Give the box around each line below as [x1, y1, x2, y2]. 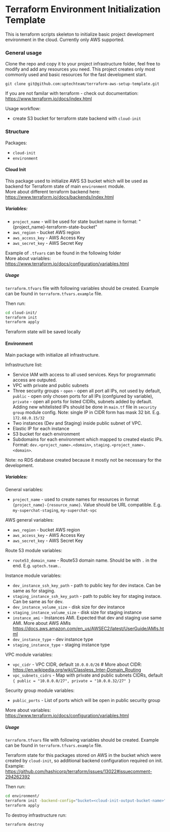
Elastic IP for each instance [12, 425, 70, 431]
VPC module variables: [5, 652, 53, 658]
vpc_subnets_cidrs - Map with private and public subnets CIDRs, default [12, 672, 163, 679]
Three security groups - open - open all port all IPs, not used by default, [12, 388, 161, 394]
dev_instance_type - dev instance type [12, 636, 94, 643]
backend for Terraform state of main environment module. [5, 183, 125, 189]
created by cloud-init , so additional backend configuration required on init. [5, 758, 163, 764]
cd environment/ [5, 793, 39, 798]
